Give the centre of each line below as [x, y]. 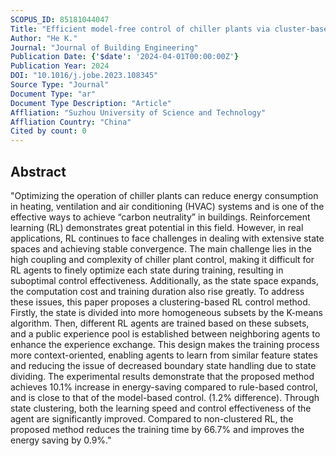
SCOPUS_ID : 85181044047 [60, 19]
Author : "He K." [44, 38]
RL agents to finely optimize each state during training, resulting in [147, 270]
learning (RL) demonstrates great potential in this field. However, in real [157, 227]
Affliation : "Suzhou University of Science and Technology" [138, 112]
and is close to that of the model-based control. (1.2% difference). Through [165, 397]
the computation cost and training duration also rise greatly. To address [157, 291]
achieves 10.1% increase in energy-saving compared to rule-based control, [164, 387]
